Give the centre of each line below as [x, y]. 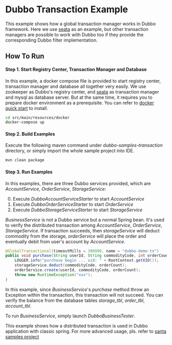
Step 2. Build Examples [30, 134]
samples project [22, 337]
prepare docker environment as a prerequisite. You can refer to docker [80, 103]
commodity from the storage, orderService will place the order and [76, 236]
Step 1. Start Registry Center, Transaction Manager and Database [76, 69]
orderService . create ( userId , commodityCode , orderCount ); [78, 270]
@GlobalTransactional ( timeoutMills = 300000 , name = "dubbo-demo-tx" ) [82, 251]
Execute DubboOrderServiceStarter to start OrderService [73, 204]
